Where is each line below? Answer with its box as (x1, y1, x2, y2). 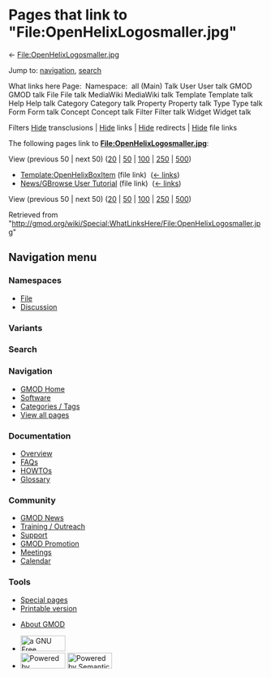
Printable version (19, 603, 77, 613)
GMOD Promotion (19, 539, 80, 549)
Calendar (19, 556, 51, 566)
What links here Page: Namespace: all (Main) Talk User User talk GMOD (8, 81, 252, 91)
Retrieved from (8, 209, 58, 220)
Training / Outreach (19, 521, 86, 532)
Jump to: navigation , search (8, 65, 101, 75)
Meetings (19, 547, 52, 557)
